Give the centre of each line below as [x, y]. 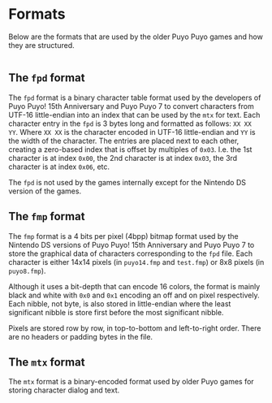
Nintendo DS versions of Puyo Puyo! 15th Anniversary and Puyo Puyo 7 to [132, 245]
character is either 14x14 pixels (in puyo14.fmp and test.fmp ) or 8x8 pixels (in [136, 262]
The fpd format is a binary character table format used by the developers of [135, 97]
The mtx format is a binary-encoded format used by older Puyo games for [131, 382]
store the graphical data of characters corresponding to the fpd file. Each [131, 253]
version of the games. [45, 191]
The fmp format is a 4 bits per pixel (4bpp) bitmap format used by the [123, 236]
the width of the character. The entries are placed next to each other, [124, 141]
